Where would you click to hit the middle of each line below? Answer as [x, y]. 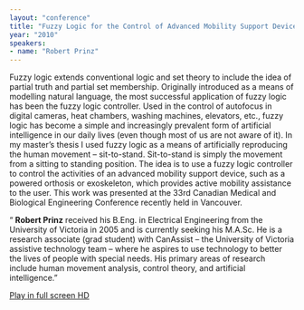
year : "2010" [34, 34]
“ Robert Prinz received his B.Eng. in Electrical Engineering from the [137, 220]
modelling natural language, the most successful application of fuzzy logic [148, 97]
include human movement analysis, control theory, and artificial [128, 268]
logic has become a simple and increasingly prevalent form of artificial [140, 126]
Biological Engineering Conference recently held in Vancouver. [126, 203]
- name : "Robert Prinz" [54, 52]
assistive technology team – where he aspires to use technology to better [146, 249]
